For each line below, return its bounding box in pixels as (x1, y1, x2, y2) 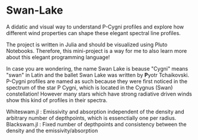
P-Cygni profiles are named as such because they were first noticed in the (6, 78, 188, 85)
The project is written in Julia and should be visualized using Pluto (6, 41, 168, 48)
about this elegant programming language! (6, 53, 110, 61)
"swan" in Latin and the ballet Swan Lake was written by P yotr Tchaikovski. (6, 71, 190, 78)
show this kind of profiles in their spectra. (6, 96, 108, 104)
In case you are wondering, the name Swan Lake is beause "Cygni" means (6, 65, 189, 72)
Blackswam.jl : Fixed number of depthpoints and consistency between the (6, 120, 187, 128)
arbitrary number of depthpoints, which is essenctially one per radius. (6, 114, 177, 122)
